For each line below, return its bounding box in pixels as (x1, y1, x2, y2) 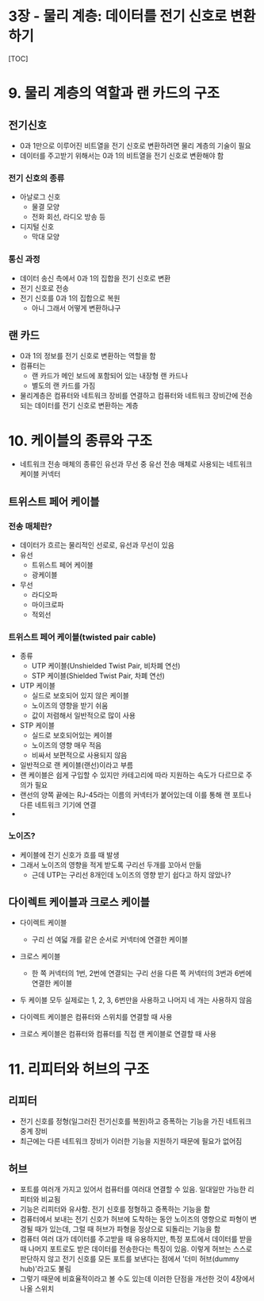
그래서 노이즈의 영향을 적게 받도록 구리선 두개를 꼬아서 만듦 (19, 860, 202, 869)
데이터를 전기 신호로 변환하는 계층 (34, 401, 139, 410)
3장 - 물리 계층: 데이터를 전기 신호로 (8, 7, 228, 25)
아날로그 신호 (19, 192, 61, 202)
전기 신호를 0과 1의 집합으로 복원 (19, 293, 121, 303)
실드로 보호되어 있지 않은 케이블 (31, 691, 129, 700)
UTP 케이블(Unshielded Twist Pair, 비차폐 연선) (31, 661, 181, 671)
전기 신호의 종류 (8, 172, 65, 184)
